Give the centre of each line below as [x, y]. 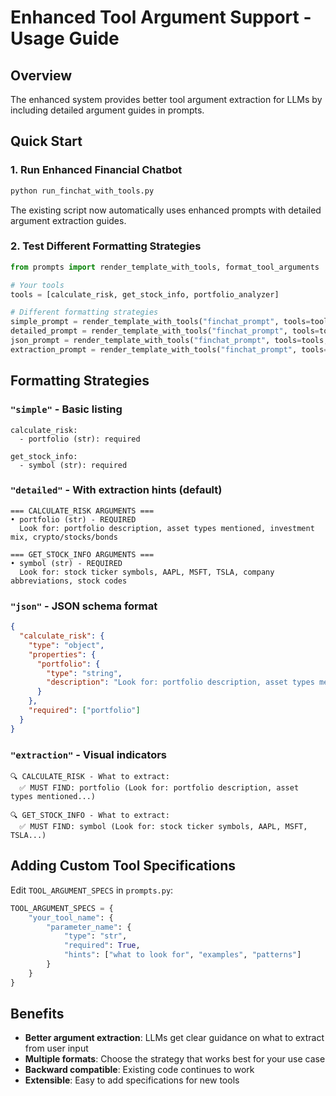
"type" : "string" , [84, 673]
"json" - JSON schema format [84, 606]
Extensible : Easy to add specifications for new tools [132, 1080]
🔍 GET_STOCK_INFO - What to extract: [90, 815]
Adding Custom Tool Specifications [123, 866]
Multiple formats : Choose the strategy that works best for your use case [175, 1059]
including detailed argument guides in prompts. [107, 110]
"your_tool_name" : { [71, 917]
